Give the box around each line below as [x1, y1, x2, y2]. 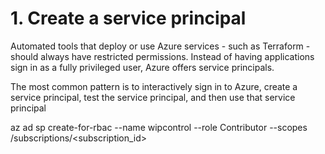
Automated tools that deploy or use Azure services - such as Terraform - [10, 40, 311, 52]
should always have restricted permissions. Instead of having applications [10, 50, 315, 62]
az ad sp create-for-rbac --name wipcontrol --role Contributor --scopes [10, 121, 308, 133]
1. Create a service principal [10, 7, 247, 30]
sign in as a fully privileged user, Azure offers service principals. [10, 61, 275, 73]
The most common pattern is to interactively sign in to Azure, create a [10, 80, 298, 92]
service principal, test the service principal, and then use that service [10, 91, 296, 103]
